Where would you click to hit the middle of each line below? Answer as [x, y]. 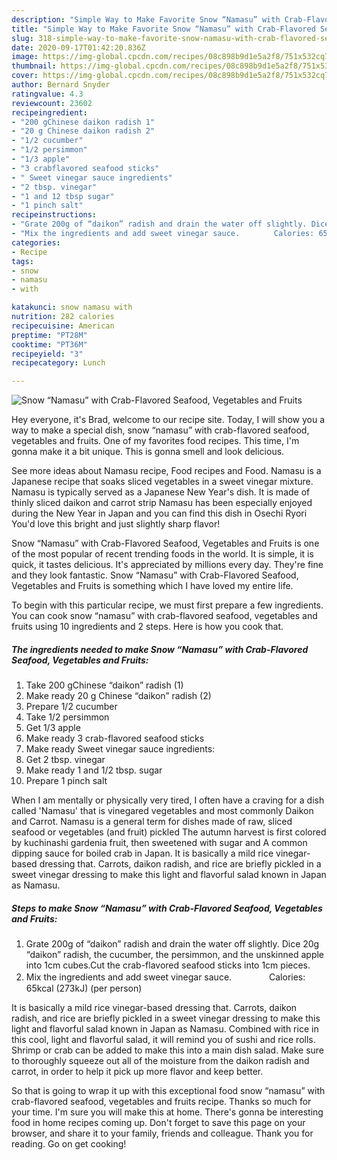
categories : [36, 242]
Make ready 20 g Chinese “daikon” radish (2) [118, 696]
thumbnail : [34, 66]
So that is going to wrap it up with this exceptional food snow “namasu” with [168, 1091]
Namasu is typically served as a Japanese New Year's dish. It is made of [161, 492]
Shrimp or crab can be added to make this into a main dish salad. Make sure [167, 1050]
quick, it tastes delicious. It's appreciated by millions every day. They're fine [167, 565]
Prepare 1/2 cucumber [71, 707]
